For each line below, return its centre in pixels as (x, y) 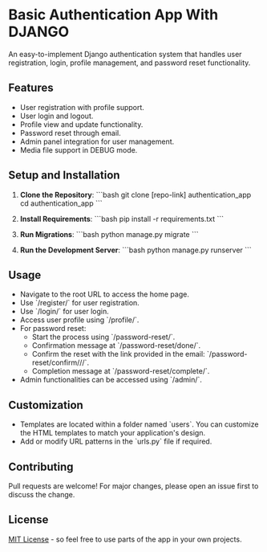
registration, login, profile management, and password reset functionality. (129, 63)
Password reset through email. (71, 133)
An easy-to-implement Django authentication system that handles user (125, 54)
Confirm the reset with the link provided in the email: (119, 354)
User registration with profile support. (82, 107)
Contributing (41, 466)
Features (31, 88)
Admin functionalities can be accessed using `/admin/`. (111, 380)
